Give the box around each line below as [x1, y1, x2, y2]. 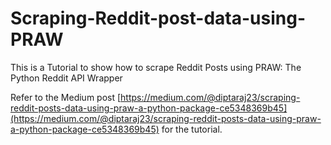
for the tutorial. [161, 123, 223, 135]
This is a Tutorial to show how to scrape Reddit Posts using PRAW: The [10, 61, 302, 73]
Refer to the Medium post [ [10, 91, 122, 103]
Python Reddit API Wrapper [10, 72, 123, 84]
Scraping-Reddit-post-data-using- [10, 7, 307, 30]
